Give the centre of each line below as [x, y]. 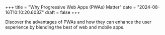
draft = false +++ [63, 12]
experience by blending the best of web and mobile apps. [65, 27]
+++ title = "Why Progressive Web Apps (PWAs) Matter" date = [71, 7]
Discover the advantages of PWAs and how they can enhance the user [78, 22]
